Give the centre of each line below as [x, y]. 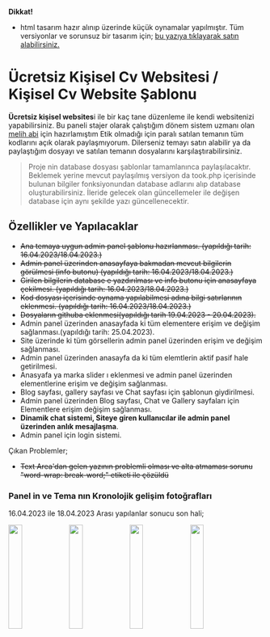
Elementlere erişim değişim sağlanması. [86, 409]
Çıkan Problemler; [38, 450]
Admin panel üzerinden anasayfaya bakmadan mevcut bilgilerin [126, 263]
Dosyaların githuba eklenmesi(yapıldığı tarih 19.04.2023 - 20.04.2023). [138, 314]
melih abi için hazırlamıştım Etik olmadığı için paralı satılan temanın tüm [126, 133]
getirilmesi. [38, 366]
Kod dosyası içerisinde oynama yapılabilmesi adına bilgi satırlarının [131, 297]
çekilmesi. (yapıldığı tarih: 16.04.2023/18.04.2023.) [104, 289]
